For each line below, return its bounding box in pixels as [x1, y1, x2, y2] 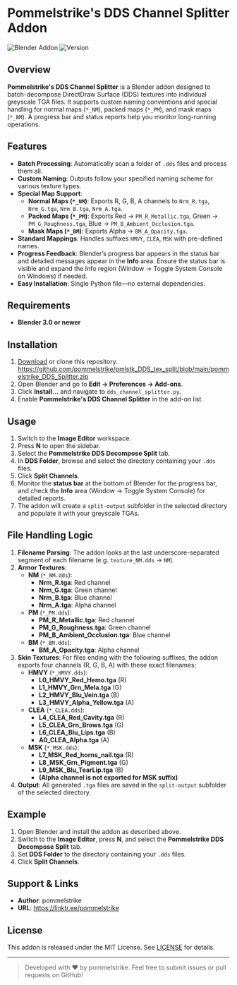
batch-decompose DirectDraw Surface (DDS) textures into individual [7, 90, 207, 98]
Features [7, 140, 47, 152]
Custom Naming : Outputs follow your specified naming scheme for [17, 174, 214, 183]
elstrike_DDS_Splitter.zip [17, 373, 89, 381]
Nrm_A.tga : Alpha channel [38, 600, 116, 609]
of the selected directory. [17, 788, 92, 797]
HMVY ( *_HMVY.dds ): [28, 668, 88, 677]
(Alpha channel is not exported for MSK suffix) [38, 773, 178, 781]
